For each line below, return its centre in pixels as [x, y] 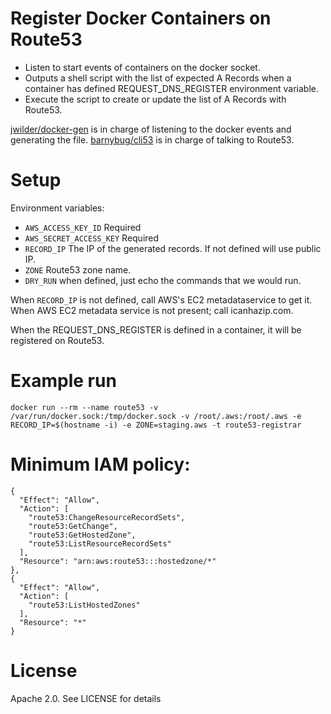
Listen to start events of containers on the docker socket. [142, 67]
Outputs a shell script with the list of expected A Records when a [158, 78]
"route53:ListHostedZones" [84, 605]
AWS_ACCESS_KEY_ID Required [83, 227]
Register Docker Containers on [141, 18]
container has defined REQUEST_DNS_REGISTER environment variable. [172, 88]
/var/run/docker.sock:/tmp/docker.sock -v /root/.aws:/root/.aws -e [156, 416]
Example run [63, 381]
